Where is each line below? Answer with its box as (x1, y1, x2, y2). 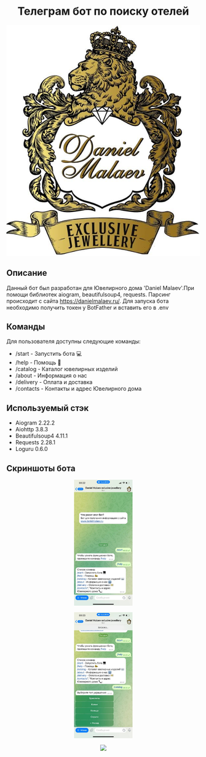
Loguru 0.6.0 (15, 445, 48, 453)
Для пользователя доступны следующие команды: (6, 338, 141, 345)
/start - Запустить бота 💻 (15, 350, 82, 358)
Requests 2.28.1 (15, 439, 55, 446)
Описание (6, 268, 47, 278)
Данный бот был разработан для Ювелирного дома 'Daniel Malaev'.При (6, 284, 195, 291)
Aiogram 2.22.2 (15, 419, 55, 426)
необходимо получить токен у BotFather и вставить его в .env (6, 304, 169, 311)
